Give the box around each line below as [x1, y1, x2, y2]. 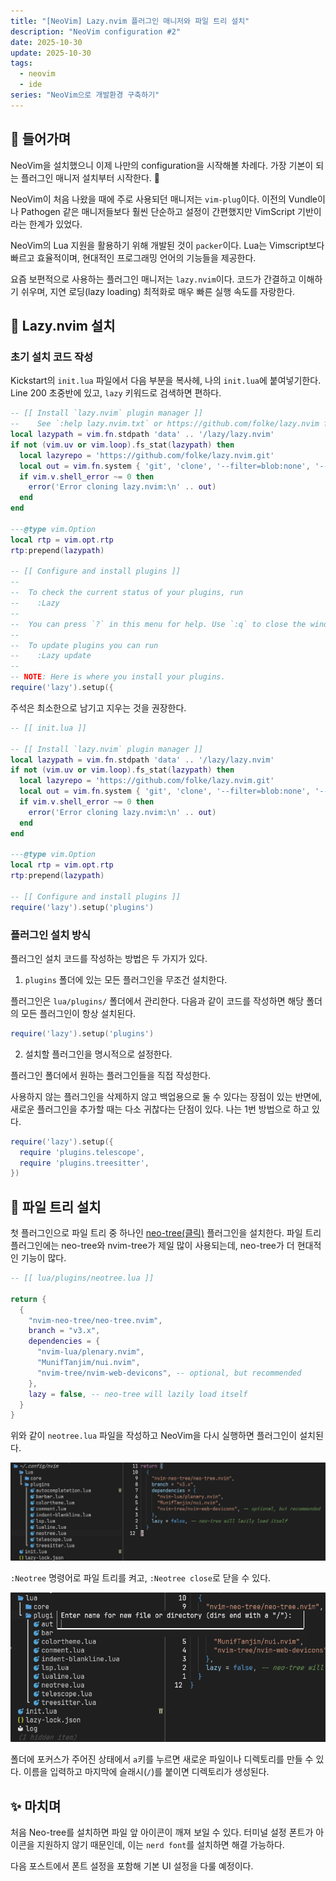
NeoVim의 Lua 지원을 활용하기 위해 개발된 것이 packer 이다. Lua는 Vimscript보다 [10, 239, 325, 251]
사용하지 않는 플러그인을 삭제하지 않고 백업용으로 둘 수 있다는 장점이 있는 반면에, [10, 1090, 323, 1102]
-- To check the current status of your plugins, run [10, 588, 244, 598]
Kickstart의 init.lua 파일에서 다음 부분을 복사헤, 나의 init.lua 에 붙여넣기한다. [10, 375, 322, 387]
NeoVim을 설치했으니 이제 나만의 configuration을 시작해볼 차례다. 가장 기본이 [10, 159, 314, 171]
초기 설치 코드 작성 [10, 350, 94, 364]
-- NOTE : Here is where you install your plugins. [10, 672, 226, 682]
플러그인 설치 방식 [10, 928, 92, 942]
